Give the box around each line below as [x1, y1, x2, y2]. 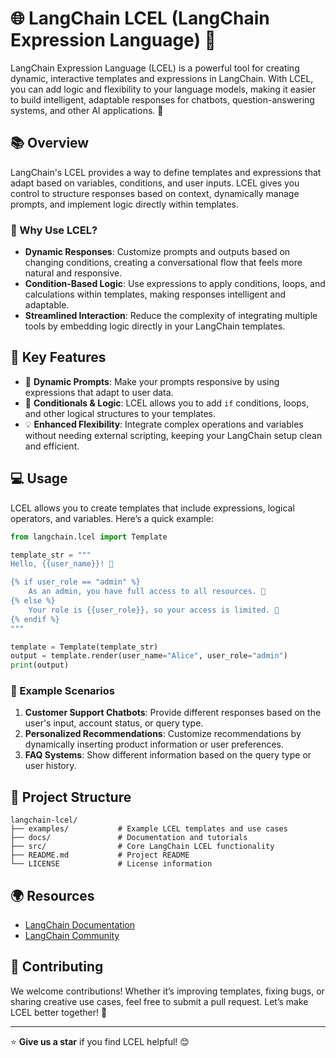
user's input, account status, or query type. [24, 717, 204, 729]
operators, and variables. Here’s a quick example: [10, 512, 214, 524]
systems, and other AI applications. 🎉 [10, 104, 164, 116]
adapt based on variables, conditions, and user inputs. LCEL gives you [10, 177, 300, 189]
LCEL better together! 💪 [10, 1006, 108, 1018]
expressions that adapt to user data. [24, 386, 174, 398]
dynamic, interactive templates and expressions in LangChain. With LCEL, [10, 72, 314, 84]
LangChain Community [24, 930, 120, 942]
